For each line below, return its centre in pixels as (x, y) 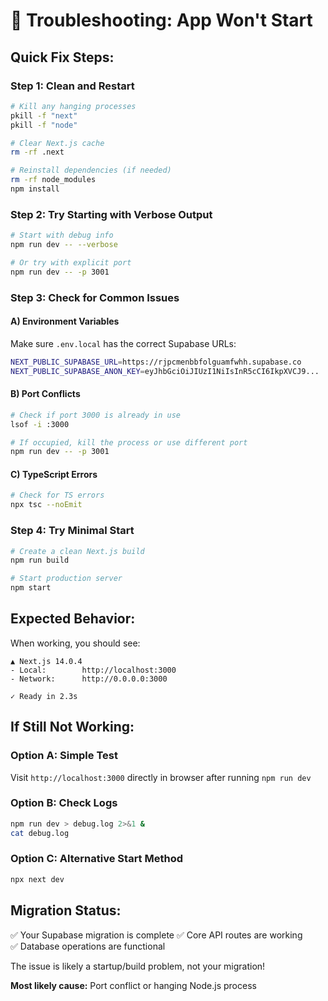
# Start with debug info (62, 235)
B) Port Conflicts (45, 394)
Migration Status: (66, 910)
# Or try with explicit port (71, 262)
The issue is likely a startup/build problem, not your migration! (138, 966)
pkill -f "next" (44, 115)
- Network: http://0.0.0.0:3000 (89, 679)
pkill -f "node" (44, 125)
